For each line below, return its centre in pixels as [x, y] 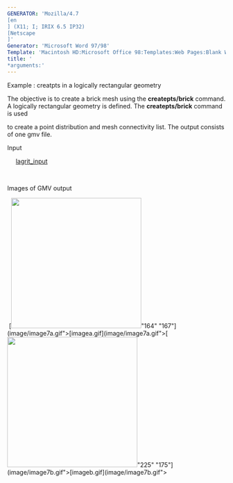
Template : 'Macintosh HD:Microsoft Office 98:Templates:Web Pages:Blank [114, 53]
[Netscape [21, 33]
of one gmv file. [29, 134]
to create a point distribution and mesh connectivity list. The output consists [116, 126]
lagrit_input [32, 161]
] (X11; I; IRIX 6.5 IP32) [46, 26]
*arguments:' [26, 65]
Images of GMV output [40, 188]
